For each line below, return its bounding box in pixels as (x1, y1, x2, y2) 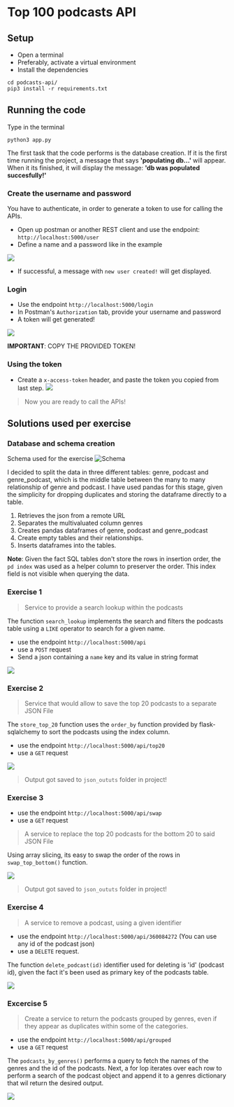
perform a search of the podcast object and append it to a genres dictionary (7, 1071, 227, 1080)
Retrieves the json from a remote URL (17, 511, 126, 520)
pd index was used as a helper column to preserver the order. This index (7, 562, 217, 571)
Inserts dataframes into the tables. (17, 541, 117, 550)
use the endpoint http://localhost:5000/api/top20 (17, 741, 166, 750)
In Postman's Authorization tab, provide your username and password (17, 308, 221, 316)
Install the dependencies (17, 66, 89, 74)
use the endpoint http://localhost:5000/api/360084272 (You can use (17, 932, 217, 940)
